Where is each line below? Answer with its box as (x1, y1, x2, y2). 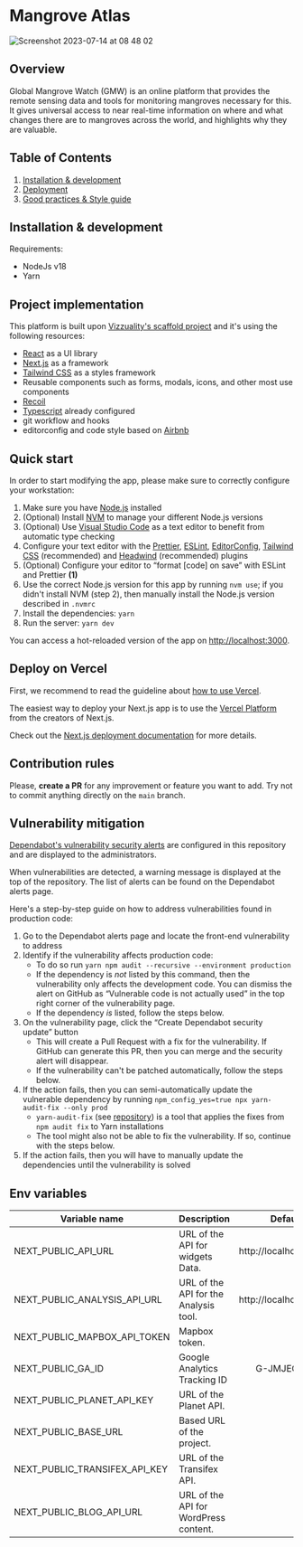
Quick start (9, 451, 74, 467)
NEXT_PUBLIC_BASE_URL (14, 1426, 124, 1439)
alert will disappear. (35, 1055, 109, 1067)
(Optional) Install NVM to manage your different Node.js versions (22, 512, 263, 523)
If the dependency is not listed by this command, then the (35, 969, 251, 980)
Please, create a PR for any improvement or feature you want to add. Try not (9, 779, 293, 791)
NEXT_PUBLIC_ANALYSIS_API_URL (14, 1294, 162, 1306)
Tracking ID (179, 1373, 228, 1386)
